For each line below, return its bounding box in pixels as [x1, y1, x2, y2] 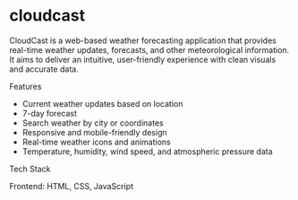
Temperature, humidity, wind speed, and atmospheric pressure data [21, 145, 273, 157]
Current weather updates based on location [21, 98, 183, 109]
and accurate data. [9, 64, 79, 74]
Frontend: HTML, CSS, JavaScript [9, 180, 134, 191]
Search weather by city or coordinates [21, 117, 164, 128]
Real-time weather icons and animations [21, 136, 172, 147]
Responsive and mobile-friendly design [21, 126, 167, 137]
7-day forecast [21, 108, 78, 118]
